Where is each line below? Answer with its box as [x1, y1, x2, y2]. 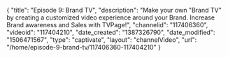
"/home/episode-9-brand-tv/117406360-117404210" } [6, 43, 162, 51]
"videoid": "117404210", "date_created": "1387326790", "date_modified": [6, 28, 215, 36]
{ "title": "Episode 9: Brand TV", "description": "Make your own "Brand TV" [6, 6, 222, 14]
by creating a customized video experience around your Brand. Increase [6, 13, 215, 22]
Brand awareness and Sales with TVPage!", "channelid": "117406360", [6, 21, 208, 29]
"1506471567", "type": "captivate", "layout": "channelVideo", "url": [6, 36, 197, 44]
